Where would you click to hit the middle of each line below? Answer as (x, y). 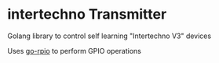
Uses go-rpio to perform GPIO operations (75, 51)
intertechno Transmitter (87, 14)
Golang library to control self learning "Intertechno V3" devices (109, 36)
